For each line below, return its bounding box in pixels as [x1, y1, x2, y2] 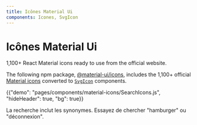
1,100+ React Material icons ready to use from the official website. [6, 60, 167, 67]
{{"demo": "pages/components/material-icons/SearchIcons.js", [6, 89, 161, 96]
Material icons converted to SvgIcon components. [6, 77, 127, 85]
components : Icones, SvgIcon [6, 14, 78, 20]
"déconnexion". [6, 113, 44, 120]
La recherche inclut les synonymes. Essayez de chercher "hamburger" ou [6, 107, 186, 114]
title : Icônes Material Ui [6, 8, 73, 15]
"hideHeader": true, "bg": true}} [6, 95, 84, 102]
